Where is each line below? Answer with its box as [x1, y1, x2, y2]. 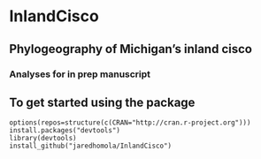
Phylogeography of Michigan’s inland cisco [9, 42, 252, 57]
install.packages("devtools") [9, 126, 121, 135]
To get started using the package [9, 95, 196, 110]
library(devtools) [9, 134, 77, 143]
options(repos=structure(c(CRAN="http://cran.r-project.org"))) [9, 118, 251, 127]
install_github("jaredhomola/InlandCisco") [9, 141, 173, 151]
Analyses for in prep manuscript [9, 68, 151, 80]
